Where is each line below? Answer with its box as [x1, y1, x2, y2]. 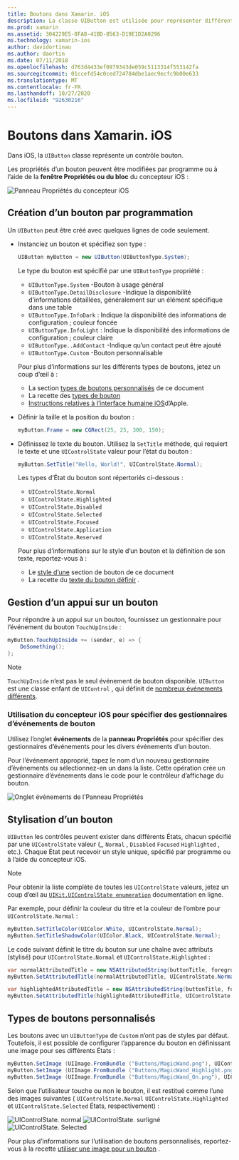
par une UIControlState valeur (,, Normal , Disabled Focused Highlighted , [7, 840, 221, 848]
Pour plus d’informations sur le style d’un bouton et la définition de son [17, 546, 225, 555]
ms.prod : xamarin [7, 24, 59, 31]
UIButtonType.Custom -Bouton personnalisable [28, 348, 164, 357]
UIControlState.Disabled [28, 504, 102, 511]
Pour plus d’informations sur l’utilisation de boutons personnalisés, [7, 1136, 203, 1145]
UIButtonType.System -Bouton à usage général [28, 280, 164, 289]
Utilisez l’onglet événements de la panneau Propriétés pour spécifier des [7, 735, 224, 743]
